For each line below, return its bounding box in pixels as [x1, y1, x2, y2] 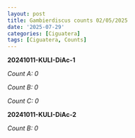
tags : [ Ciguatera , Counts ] [7, 37, 87, 44]
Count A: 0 [7, 70, 39, 78]
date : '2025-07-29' [7, 23, 65, 30]
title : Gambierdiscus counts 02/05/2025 [7, 17, 129, 24]
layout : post [7, 10, 46, 18]
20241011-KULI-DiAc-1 [7, 56, 76, 64]
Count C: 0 [7, 96, 39, 106]
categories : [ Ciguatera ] [7, 30, 81, 37]
